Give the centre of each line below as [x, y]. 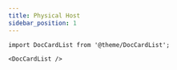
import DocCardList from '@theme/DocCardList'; [89, 45]
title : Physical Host [44, 16]
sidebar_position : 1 [43, 23]
